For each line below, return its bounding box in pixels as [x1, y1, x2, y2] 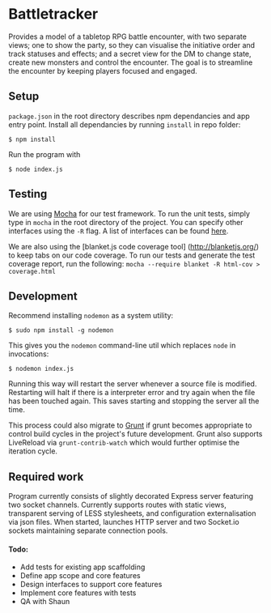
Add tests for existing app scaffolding [19, 562, 146, 572]
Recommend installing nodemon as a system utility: [8, 311, 174, 321]
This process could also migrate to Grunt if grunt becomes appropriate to [8, 420, 252, 430]
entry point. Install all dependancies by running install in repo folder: [8, 119, 241, 130]
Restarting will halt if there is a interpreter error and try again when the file [8, 388, 256, 398]
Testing [8, 187, 48, 201]
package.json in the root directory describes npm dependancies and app [8, 111, 251, 121]
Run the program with [8, 149, 81, 159]
